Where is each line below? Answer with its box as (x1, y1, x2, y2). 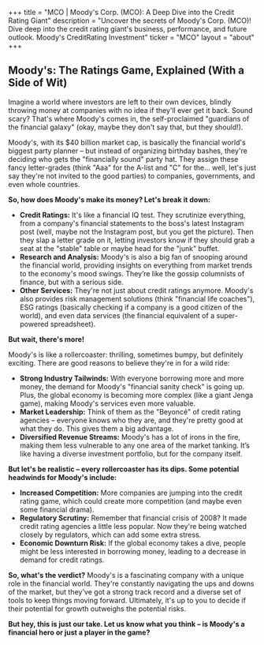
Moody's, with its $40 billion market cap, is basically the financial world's (8, 137, 246, 147)
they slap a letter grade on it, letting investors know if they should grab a (19, 235, 255, 245)
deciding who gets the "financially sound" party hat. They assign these (8, 154, 239, 163)
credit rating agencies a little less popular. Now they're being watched (19, 521, 247, 531)
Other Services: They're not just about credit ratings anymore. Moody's (19, 285, 254, 295)
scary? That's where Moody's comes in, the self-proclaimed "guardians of (8, 114, 250, 123)
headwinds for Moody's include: (8, 472, 117, 482)
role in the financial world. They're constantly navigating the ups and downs (8, 579, 255, 588)
